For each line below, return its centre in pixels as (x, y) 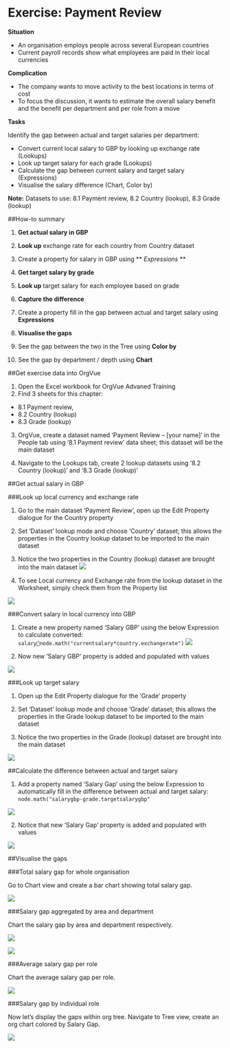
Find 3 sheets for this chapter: (60, 393)
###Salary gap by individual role (54, 1003)
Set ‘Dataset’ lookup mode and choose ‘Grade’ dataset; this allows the (117, 709)
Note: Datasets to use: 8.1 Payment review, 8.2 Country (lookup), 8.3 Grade (114, 198)
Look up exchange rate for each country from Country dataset (106, 245)
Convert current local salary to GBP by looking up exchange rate (109, 148)
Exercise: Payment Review (85, 13)
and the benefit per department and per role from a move (99, 108)
